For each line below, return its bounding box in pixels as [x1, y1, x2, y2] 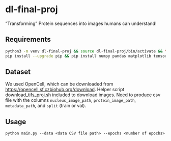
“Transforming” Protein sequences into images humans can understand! [5, 20, 157, 26]
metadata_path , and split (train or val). [5, 103, 87, 109]
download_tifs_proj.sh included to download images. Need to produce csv [5, 92, 161, 98]
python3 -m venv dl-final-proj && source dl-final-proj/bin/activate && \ [5, 48, 167, 54]
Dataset [5, 67, 31, 76]
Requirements [5, 35, 51, 44]
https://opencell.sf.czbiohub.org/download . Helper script [5, 87, 125, 93]
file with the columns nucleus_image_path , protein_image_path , [5, 97, 136, 103]
